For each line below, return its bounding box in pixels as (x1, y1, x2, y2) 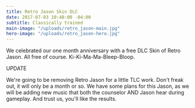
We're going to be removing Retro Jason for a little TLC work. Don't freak (6, 77, 184, 84)
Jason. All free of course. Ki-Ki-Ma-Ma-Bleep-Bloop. (6, 53, 135, 61)
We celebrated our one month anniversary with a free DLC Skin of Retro (6, 47, 181, 54)
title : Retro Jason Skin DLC (6, 8, 78, 15)
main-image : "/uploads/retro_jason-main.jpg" (6, 25, 120, 31)
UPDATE (6, 65, 27, 72)
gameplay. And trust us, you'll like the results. (6, 96, 117, 103)
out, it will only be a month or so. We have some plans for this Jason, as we (6, 82, 189, 90)
